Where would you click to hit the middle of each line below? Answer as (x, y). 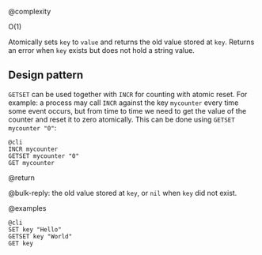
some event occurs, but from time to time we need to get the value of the (127, 111)
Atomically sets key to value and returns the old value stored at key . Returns (131, 42)
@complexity (30, 11)
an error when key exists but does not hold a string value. (102, 50)
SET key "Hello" (35, 229)
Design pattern (46, 75)
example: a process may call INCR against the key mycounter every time (123, 103)
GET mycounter (32, 163)
